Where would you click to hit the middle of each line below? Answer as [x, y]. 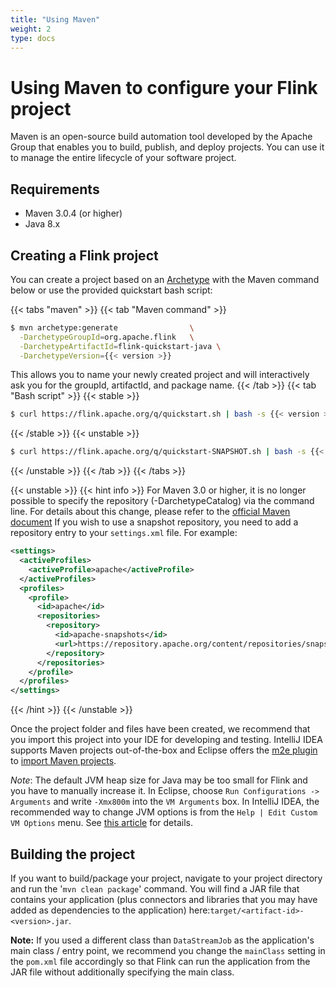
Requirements [55, 189]
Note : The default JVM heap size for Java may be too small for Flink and [159, 780]
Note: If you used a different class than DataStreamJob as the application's [162, 940]
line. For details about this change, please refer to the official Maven [150, 512]
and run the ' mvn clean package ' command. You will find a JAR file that [155, 889]
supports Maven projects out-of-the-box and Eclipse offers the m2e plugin [164, 750]
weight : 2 [31, 29]
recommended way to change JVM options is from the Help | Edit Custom [164, 812]
